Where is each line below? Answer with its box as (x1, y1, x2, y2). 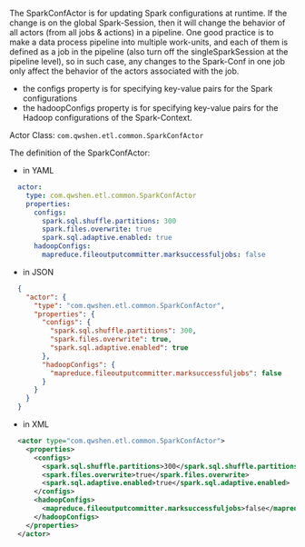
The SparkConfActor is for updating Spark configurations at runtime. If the (9, 8, 288, 18)
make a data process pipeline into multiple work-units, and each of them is (9, 36, 289, 47)
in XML (22, 419, 50, 430)
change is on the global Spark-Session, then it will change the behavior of (9, 17, 286, 28)
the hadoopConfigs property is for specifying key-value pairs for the (22, 103, 279, 113)
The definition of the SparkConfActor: (9, 147, 151, 158)
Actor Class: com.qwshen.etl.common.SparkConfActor (9, 130, 204, 140)
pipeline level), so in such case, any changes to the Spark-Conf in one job (9, 56, 286, 66)
